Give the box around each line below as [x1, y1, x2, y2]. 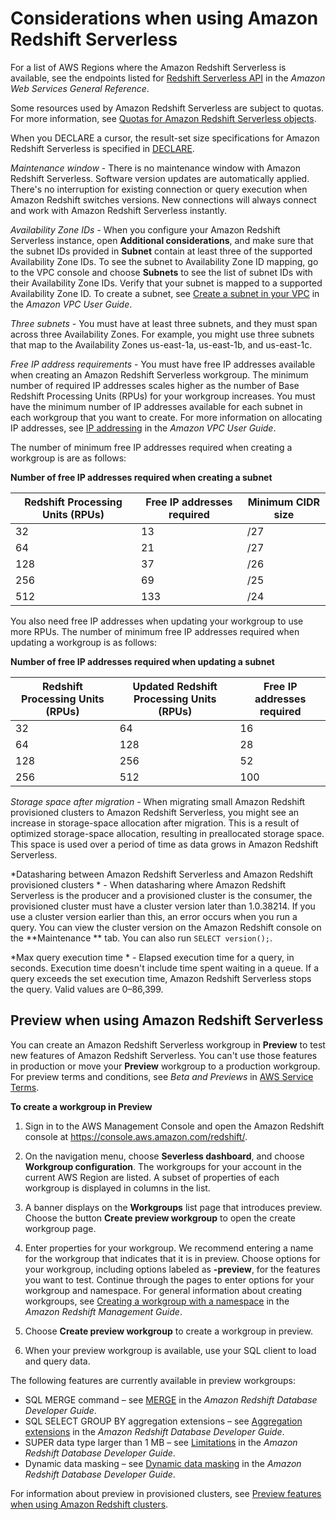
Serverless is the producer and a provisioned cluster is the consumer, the [10, 889, 313, 901]
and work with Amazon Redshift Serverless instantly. [10, 204, 228, 216]
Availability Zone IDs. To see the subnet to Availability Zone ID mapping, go [10, 255, 319, 267]
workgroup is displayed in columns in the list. [24, 1182, 211, 1194]
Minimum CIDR [247, 495, 321, 509]
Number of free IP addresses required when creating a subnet [10, 471, 273, 483]
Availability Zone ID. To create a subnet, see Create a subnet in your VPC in [10, 287, 320, 299]
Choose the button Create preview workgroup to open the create [24, 1212, 296, 1224]
